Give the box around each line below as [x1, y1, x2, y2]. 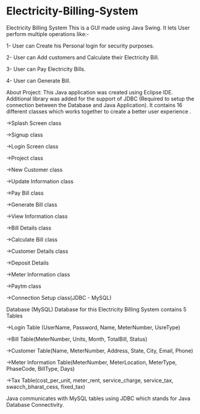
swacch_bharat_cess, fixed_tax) [6, 383, 85, 390]
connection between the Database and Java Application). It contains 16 [6, 101, 183, 109]
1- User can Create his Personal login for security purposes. [6, 42, 154, 49]
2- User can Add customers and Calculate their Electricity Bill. [6, 53, 160, 61]
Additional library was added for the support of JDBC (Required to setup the [6, 95, 195, 102]
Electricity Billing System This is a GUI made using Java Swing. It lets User [6, 24, 190, 31]
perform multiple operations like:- [6, 30, 89, 37]
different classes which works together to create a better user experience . [6, 108, 192, 115]
